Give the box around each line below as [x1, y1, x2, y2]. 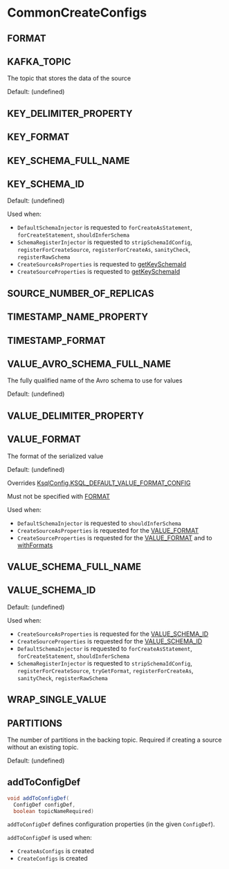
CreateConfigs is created [17, 854, 88, 863]
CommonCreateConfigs [7, 5, 147, 21]
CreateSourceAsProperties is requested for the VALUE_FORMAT [17, 526, 199, 534]
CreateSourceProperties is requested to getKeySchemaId [17, 268, 181, 276]
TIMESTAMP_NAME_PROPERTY [7, 311, 149, 323]
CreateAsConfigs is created [17, 847, 95, 855]
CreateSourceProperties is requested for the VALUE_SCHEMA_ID [17, 637, 203, 645]
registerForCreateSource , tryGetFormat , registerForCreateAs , [17, 666, 194, 675]
